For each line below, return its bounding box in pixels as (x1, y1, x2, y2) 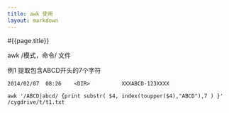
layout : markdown (7, 17, 59, 24)
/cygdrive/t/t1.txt (7, 98, 65, 106)
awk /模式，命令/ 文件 (7, 51, 71, 59)
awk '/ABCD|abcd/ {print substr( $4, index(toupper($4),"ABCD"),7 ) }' (7, 93, 223, 100)
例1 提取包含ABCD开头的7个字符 (7, 66, 101, 74)
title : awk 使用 (7, 10, 53, 18)
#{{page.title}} (7, 36, 50, 44)
